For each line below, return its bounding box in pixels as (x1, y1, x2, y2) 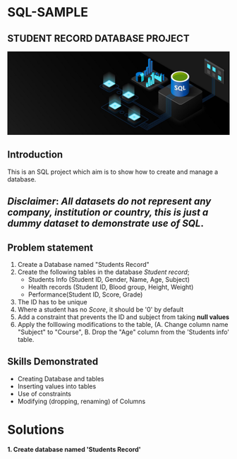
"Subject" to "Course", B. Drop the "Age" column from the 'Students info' (17, 328, 230, 336)
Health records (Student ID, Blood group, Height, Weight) (28, 283, 194, 292)
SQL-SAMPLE (7, 4, 89, 20)
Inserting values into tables (17, 382, 97, 391)
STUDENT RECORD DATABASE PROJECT (7, 32, 190, 44)
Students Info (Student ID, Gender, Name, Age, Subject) (28, 275, 190, 284)
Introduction (7, 149, 63, 161)
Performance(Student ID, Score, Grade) (28, 290, 143, 299)
